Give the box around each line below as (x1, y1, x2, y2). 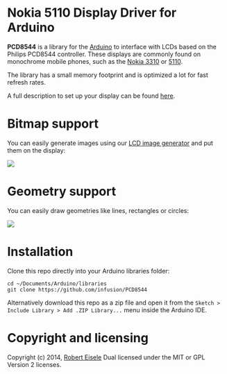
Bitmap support (7, 116, 99, 132)
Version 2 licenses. (7, 360, 62, 368)
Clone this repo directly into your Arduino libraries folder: (7, 266, 170, 275)
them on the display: (7, 146, 66, 154)
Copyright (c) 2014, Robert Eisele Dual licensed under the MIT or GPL (7, 352, 205, 362)
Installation (7, 244, 74, 260)
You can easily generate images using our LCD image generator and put (7, 139, 214, 147)
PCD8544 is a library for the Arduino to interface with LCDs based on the (7, 42, 217, 51)
